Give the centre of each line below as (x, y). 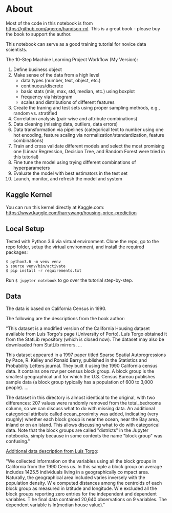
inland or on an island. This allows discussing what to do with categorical (83, 425)
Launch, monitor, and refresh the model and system (68, 178)
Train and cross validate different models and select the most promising (89, 146)
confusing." (18, 441)
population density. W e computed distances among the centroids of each (84, 483)
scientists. (17, 49)
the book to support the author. (39, 34)
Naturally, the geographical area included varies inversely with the (76, 478)
